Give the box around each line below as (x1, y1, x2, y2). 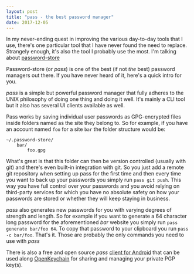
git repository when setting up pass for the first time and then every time (6, 170, 182, 177)
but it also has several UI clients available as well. (6, 102, 125, 109)
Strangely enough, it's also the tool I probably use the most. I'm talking (6, 48, 177, 55)
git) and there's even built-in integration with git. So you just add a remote (6, 164, 184, 171)
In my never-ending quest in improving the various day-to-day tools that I (6, 36, 183, 43)
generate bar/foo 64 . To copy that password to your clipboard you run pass (6, 225, 189, 232)
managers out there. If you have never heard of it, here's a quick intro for (6, 72, 182, 79)
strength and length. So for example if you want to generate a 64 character (6, 212, 188, 220)
